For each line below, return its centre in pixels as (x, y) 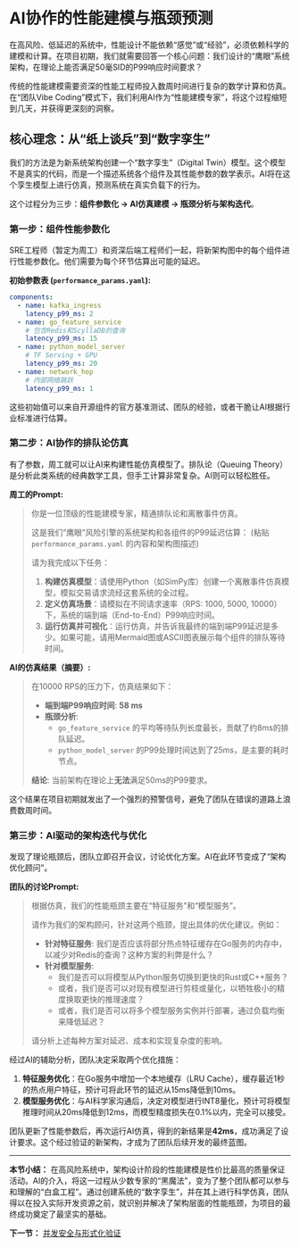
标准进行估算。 (44, 418)
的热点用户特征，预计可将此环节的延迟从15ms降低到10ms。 (131, 1090)
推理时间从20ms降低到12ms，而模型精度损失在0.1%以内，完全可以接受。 (156, 1112)
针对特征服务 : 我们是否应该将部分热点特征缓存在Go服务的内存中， (166, 944)
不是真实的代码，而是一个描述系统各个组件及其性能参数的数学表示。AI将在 (146, 173)
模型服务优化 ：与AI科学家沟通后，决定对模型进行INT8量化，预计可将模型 (156, 1101)
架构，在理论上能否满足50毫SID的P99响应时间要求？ (106, 67)
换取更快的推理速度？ (105, 1000)
